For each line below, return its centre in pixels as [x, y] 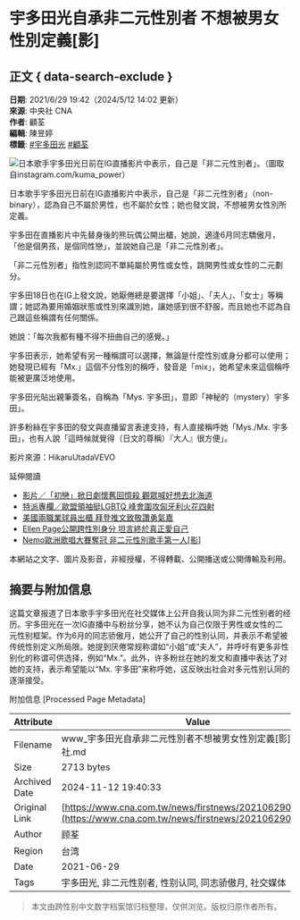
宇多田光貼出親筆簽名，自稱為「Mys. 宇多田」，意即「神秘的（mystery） [142, 397]
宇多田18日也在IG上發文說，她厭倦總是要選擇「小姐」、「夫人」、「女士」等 [142, 295]
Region [29, 850]
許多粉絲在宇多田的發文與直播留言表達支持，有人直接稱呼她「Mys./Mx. [140, 427]
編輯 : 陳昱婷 [31, 133]
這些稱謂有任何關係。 [64, 317]
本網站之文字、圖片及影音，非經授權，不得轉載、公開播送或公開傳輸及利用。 [150, 559]
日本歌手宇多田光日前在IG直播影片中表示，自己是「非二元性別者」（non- [142, 194]
